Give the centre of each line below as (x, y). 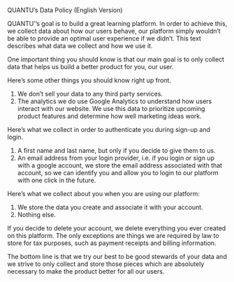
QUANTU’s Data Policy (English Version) (65, 10)
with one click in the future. (57, 180)
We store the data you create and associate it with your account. (110, 207)
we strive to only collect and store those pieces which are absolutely (106, 264)
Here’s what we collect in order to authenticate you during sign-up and (109, 129)
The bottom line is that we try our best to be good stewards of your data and (117, 257)
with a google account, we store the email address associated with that (119, 165)
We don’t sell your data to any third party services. (90, 94)
